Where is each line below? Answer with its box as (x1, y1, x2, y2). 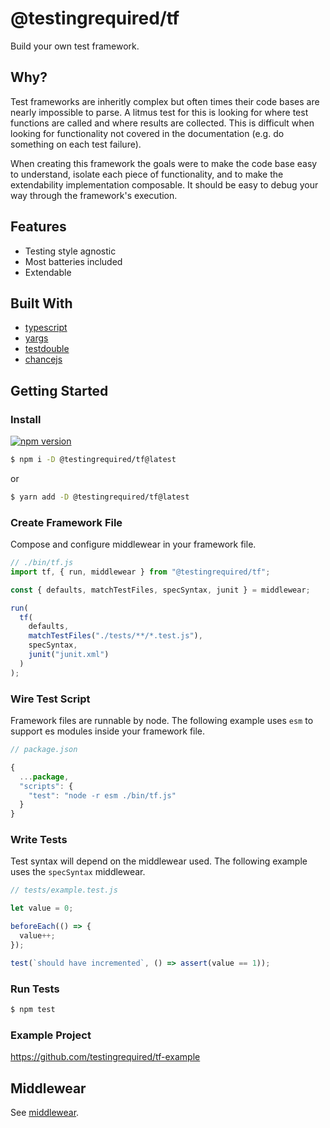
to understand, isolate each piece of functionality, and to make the (10, 168, 284, 180)
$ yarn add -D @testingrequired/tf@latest (10, 492, 190, 502)
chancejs (24, 353, 63, 366)
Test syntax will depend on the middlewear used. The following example (10, 855, 308, 867)
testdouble (24, 343, 70, 355)
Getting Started (10, 382, 109, 399)
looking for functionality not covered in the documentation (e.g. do (10, 127, 285, 139)
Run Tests (10, 982, 60, 996)
